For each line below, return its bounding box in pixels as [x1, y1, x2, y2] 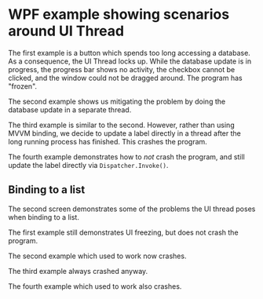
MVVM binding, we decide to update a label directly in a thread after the [8, 128, 241, 138]
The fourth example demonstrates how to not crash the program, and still [8, 151, 245, 162]
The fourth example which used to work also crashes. [8, 281, 182, 291]
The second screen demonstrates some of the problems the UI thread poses [8, 204, 256, 213]
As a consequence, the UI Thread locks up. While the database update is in [8, 57, 252, 66]
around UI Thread [8, 22, 124, 40]
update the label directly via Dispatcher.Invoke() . [8, 160, 169, 170]
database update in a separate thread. [8, 104, 132, 115]
